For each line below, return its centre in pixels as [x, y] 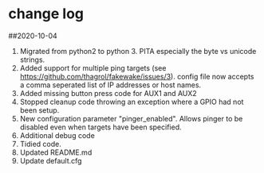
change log [46, 14]
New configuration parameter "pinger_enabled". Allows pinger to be [131, 118]
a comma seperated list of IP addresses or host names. [110, 85]
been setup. [39, 110]
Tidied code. [41, 144]
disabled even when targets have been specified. [100, 127]
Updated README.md [56, 152]
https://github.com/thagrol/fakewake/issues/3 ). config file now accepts [137, 76]
